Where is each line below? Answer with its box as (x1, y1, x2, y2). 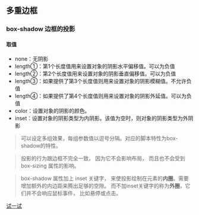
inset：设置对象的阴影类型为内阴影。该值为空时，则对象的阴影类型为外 (14, 115, 188, 122)
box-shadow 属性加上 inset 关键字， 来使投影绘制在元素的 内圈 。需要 (20, 175, 189, 182)
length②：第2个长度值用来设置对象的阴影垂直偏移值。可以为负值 (14, 70, 176, 77)
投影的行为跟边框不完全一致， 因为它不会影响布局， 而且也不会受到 (20, 154, 185, 162)
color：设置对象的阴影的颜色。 (14, 107, 90, 114)
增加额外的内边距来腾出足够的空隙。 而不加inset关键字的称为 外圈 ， (20, 182, 185, 189)
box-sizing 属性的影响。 (20, 162, 80, 169)
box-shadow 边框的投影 (6, 25, 75, 33)
